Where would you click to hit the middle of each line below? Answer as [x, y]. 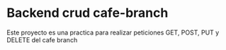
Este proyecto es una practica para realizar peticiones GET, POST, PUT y [113, 32]
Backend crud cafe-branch [87, 13]
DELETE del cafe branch [42, 39]
